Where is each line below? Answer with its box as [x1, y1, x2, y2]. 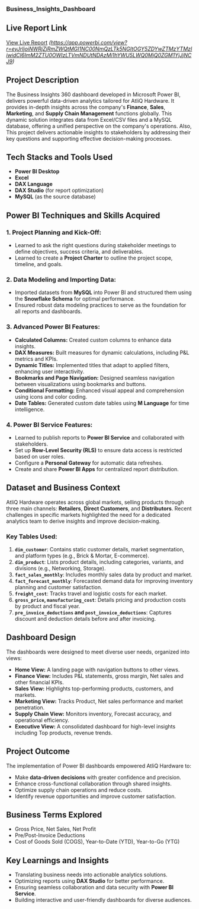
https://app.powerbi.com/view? [50, 39, 127, 46]
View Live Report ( [6, 39, 52, 46]
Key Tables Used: [6, 532, 57, 541]
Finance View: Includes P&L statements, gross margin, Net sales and [14, 672, 184, 679]
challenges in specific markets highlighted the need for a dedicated [6, 511, 171, 518]
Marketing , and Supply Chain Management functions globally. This [6, 109, 172, 117]
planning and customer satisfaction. [14, 584, 102, 591]
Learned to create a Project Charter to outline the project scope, [14, 254, 173, 261]
